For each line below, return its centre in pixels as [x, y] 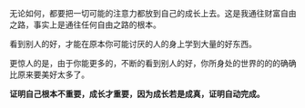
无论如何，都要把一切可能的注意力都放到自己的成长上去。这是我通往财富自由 [153, 13]
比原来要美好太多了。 [49, 74]
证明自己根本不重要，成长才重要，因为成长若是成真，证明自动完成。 [137, 94]
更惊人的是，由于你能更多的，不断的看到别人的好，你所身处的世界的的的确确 [153, 63]
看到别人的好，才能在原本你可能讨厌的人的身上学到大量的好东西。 [133, 44]
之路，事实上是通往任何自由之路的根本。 [85, 25]
